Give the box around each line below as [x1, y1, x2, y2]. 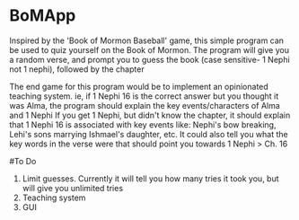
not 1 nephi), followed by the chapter [9, 64, 145, 75]
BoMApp [9, 5, 76, 26]
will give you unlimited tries [22, 182, 124, 193]
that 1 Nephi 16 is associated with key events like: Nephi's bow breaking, [9, 119, 277, 130]
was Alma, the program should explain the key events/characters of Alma [9, 100, 280, 110]
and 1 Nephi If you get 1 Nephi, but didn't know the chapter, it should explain [9, 110, 291, 120]
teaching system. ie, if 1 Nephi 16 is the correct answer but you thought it [9, 91, 279, 101]
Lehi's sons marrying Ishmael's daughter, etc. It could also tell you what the [9, 128, 289, 139]
